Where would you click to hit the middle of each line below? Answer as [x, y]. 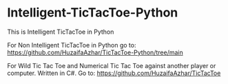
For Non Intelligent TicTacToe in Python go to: [72, 45]
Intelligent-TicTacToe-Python [93, 13]
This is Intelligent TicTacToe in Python [61, 32]
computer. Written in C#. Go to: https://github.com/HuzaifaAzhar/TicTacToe [114, 73]
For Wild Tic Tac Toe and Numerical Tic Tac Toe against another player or [112, 65]
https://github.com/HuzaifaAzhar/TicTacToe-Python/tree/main [95, 52]
